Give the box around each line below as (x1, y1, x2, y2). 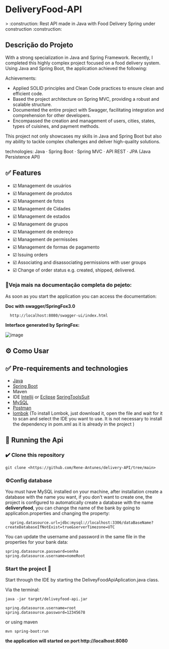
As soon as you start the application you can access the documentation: (5, 293, 157, 299)
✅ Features (5, 169, 42, 177)
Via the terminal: (5, 587, 40, 593)
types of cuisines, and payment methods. (12, 123, 100, 129)
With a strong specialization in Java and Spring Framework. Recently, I (5, 54, 153, 60)
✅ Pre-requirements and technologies (5, 364, 128, 373)
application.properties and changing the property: (5, 510, 110, 517)
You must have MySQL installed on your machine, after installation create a (5, 488, 163, 495)
